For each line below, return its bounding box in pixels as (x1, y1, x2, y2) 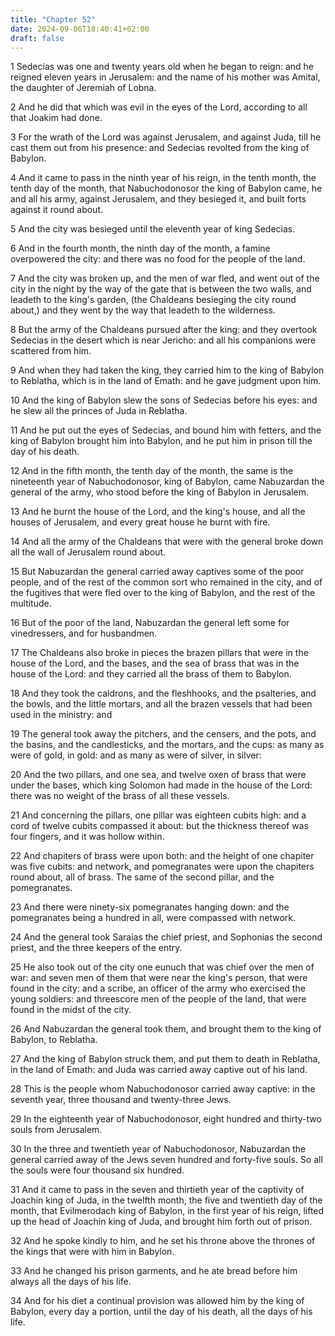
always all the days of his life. (10, 1276, 132, 1288)
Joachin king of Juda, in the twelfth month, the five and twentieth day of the (10, 1194, 323, 1206)
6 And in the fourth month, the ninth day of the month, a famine (10, 242, 271, 255)
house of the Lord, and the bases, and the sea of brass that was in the (10, 657, 300, 670)
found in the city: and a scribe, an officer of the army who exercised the (10, 982, 306, 995)
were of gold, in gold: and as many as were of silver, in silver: (10, 749, 262, 761)
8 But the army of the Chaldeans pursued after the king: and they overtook (10, 324, 318, 336)
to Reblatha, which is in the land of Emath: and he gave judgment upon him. (10, 375, 322, 387)
